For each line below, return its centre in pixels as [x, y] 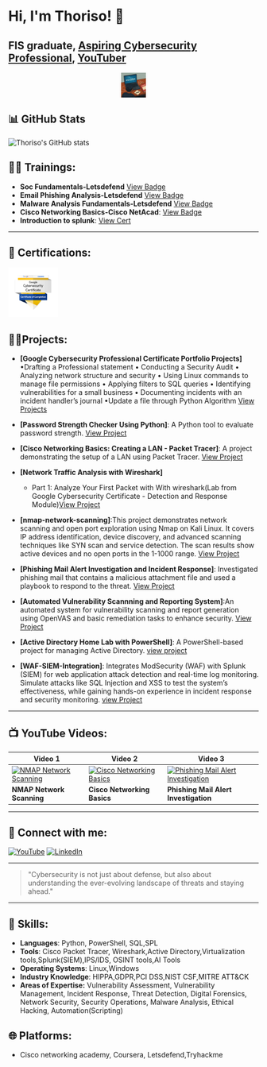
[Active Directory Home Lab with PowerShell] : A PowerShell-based [132, 642]
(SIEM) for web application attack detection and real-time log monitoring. [139, 675]
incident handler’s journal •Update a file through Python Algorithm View [137, 401]
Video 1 [46, 759]
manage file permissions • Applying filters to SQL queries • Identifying [135, 384]
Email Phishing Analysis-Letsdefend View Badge [102, 195]
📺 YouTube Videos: [58, 733]
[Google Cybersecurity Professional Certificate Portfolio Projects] [131, 359]
